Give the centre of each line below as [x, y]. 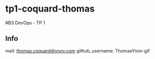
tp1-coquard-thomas [50, 9]
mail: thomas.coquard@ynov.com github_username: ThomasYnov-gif [77, 50]
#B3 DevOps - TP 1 [25, 23]
